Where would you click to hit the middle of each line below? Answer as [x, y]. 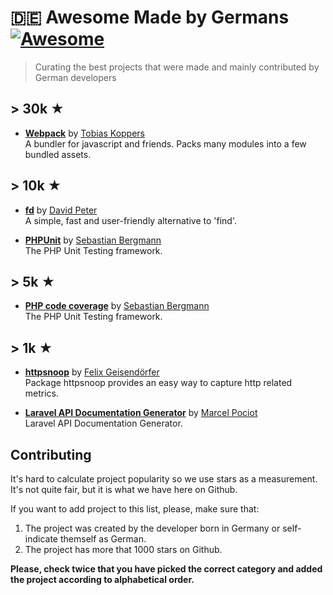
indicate [41, 539]
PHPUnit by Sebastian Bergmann [93, 240]
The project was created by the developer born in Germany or [152, 528]
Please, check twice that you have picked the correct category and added [166, 569]
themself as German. [103, 539]
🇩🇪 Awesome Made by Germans [150, 17]
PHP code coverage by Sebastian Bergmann [117, 306]
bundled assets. [58, 154]
